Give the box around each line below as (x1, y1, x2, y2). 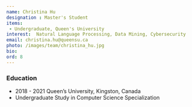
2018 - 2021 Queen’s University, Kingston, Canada (15, 87, 141, 94)
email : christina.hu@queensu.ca (6, 37, 88, 43)
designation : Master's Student (6, 15, 88, 21)
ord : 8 (6, 54, 23, 60)
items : (6, 20, 23, 26)
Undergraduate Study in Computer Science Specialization (15, 94, 160, 101)
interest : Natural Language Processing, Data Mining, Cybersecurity (6, 31, 187, 37)
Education (6, 74, 38, 82)
